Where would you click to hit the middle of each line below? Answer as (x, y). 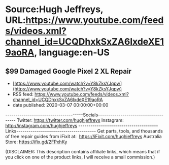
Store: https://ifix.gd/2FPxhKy (36, 142)
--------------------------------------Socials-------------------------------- (84, 115)
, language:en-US (72, 53)
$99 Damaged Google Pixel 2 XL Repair (69, 71)
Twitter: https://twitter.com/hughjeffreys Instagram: (70, 120)
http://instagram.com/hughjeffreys (41, 126)
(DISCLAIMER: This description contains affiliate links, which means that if (83, 152)
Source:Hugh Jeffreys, (54, 9)
